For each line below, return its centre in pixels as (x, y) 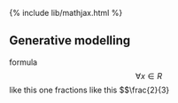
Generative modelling (70, 40)
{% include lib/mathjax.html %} (66, 13)
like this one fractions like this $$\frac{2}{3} (89, 90)
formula (23, 62)
